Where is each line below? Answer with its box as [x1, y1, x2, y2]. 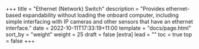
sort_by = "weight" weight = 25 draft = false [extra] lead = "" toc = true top [5, 31, 192, 38]
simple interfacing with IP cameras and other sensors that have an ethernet [5, 18, 194, 25]
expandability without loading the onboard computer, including [22, 11, 179, 19]
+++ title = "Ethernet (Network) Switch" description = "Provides [5, 5, 165, 12]
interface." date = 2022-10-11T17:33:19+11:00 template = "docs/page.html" [5, 24, 192, 31]
